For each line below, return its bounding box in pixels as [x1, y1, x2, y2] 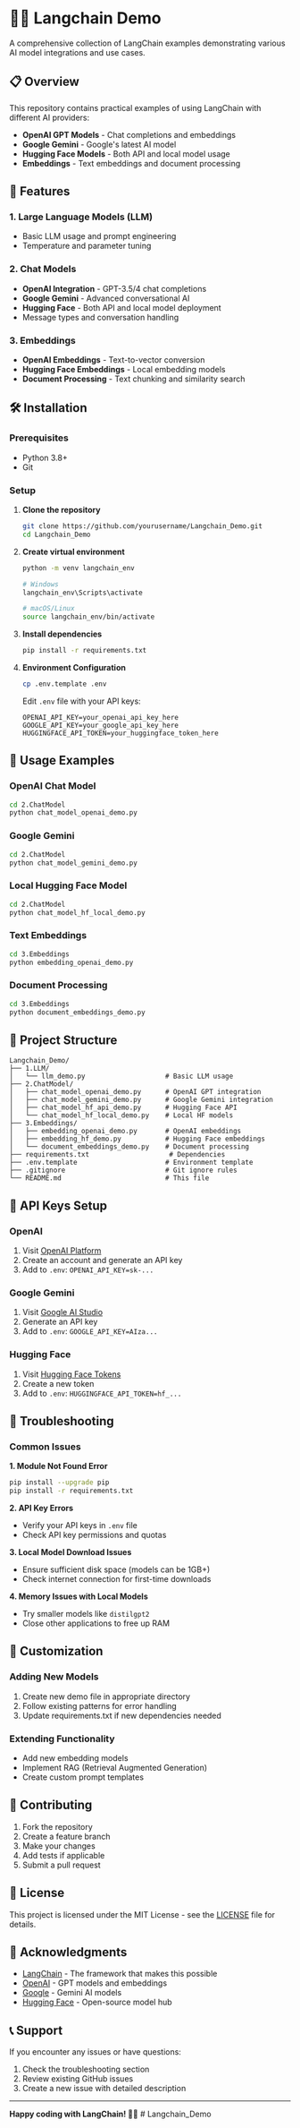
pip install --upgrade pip [9, 1478, 110, 1487]
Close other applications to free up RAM [21, 1618, 171, 1628]
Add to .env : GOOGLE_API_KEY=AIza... [21, 1326, 158, 1337]
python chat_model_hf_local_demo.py [9, 908, 146, 917]
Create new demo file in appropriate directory [21, 1691, 190, 1702]
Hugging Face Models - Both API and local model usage [21, 148, 230, 159]
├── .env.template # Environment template [9, 1158, 254, 1167]
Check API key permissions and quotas [21, 1530, 167, 1541]
